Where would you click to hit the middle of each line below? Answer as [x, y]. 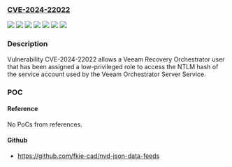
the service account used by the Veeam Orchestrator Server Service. [107, 74]
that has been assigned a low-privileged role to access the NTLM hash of [113, 66]
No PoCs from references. [45, 124]
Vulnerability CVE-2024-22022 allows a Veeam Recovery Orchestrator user [116, 59]
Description [28, 44]
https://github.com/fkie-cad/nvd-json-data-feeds [88, 156]
